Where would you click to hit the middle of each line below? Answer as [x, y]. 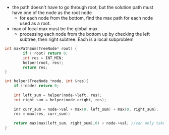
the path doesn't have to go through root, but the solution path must [82, 7]
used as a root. [35, 23]
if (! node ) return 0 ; [36, 86]
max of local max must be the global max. [55, 29]
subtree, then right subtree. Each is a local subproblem [77, 39]
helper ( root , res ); [43, 62]
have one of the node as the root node [52, 13]
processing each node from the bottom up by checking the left [84, 34]
